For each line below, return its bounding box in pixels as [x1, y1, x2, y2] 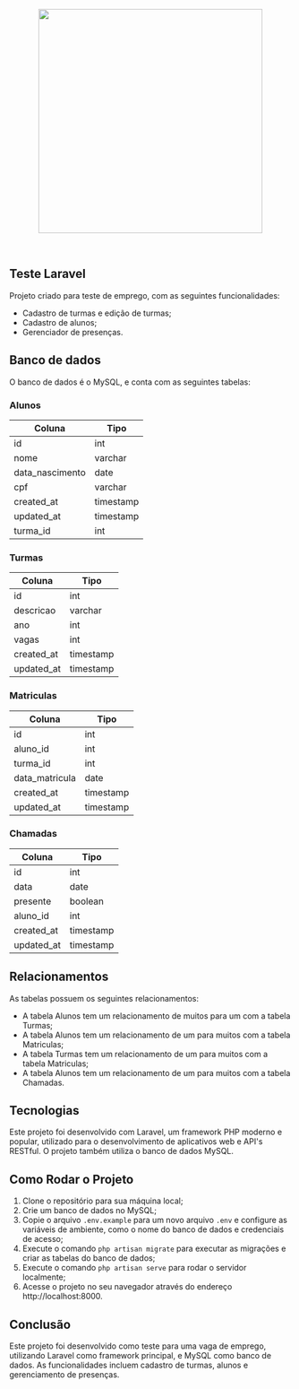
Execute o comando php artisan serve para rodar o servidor [21, 1263, 247, 1273]
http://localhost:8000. [21, 1291, 103, 1302]
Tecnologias [9, 1103, 80, 1118]
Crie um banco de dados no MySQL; [21, 1205, 157, 1216]
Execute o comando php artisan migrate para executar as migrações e [21, 1243, 286, 1254]
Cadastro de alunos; [21, 317, 98, 327]
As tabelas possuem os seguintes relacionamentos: [9, 993, 200, 1003]
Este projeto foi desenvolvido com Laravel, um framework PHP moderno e [9, 1126, 283, 1138]
